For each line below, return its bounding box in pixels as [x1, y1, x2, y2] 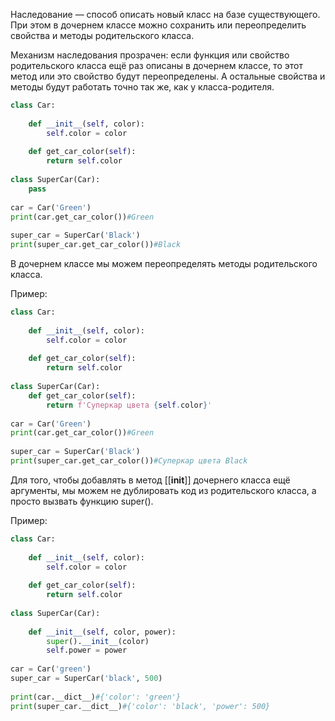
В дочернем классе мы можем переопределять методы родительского [10, 258, 318, 269]
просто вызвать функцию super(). [10, 495, 154, 507]
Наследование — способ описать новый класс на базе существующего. [10, 9, 321, 20]
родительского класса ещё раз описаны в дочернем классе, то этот [10, 60, 303, 71]
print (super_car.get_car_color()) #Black [10, 240, 182, 250]
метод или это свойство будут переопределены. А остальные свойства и [10, 70, 326, 82]
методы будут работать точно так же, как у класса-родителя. [10, 81, 275, 93]
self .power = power [46, 645, 128, 656]
